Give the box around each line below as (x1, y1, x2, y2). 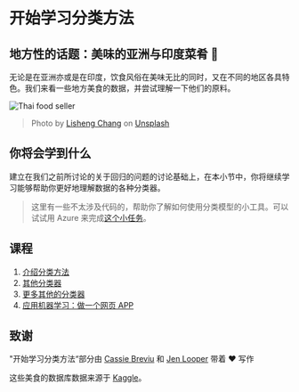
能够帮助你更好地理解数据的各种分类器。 (16, 182, 166, 192)
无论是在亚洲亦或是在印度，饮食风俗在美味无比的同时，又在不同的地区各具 (9, 72, 282, 82)
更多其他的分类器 (21, 289, 85, 299)
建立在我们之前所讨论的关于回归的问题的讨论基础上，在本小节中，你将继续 (9, 171, 282, 182)
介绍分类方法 (21, 266, 69, 277)
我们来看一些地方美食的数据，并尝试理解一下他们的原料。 (24, 83, 236, 94)
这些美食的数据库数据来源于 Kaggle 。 (9, 372, 147, 383)
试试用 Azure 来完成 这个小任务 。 (30, 212, 151, 223)
